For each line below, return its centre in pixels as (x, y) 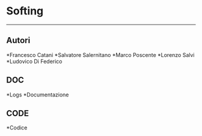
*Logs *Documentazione (38, 95)
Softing (25, 11)
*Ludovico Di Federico (34, 61)
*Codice (17, 128)
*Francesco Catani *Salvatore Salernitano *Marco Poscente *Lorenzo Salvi (100, 55)
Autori (18, 40)
